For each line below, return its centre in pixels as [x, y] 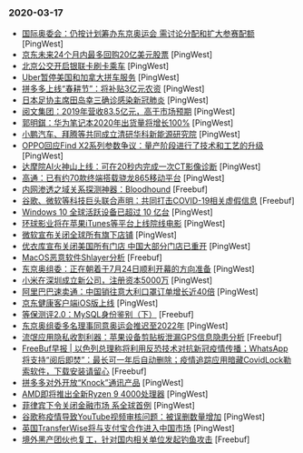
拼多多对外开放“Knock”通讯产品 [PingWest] [103, 383]
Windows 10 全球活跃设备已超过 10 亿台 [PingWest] [117, 212]
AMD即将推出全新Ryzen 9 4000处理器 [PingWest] [115, 394]
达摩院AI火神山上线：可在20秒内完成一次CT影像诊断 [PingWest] [141, 166]
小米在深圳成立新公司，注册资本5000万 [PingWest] [117, 280]
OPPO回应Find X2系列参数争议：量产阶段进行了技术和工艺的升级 [142, 146]
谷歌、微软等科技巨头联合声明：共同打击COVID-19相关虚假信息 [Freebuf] [158, 201]
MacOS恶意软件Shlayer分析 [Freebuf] [92, 257]
